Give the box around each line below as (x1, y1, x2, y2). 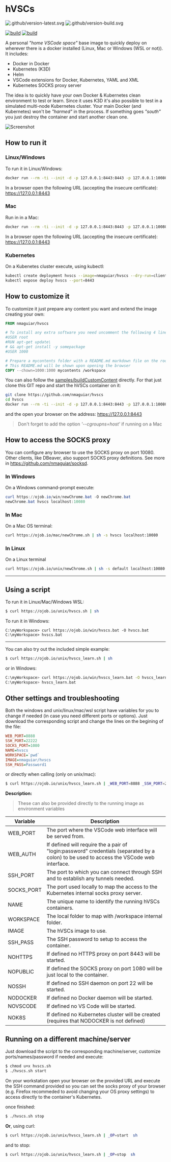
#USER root (5, 335, 28, 340)
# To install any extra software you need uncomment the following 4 (5, 330, 156, 335)
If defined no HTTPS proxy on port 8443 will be (46, 951, 160, 958)
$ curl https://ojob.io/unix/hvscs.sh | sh (5, 609, 99, 614)
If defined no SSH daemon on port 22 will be (46, 980, 153, 987)
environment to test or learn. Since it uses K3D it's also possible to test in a (5, 98, 162, 104)
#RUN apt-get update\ (5, 340, 51, 345)
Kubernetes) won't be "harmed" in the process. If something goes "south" (5, 108, 161, 114)
